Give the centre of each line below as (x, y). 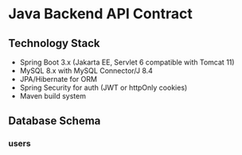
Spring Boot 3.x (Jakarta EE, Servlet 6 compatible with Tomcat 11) (127, 62)
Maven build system (53, 96)
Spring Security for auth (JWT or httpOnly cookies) (103, 87)
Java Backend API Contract (100, 14)
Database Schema (55, 121)
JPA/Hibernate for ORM (59, 79)
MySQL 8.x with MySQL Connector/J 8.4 (86, 71)
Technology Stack (54, 43)
